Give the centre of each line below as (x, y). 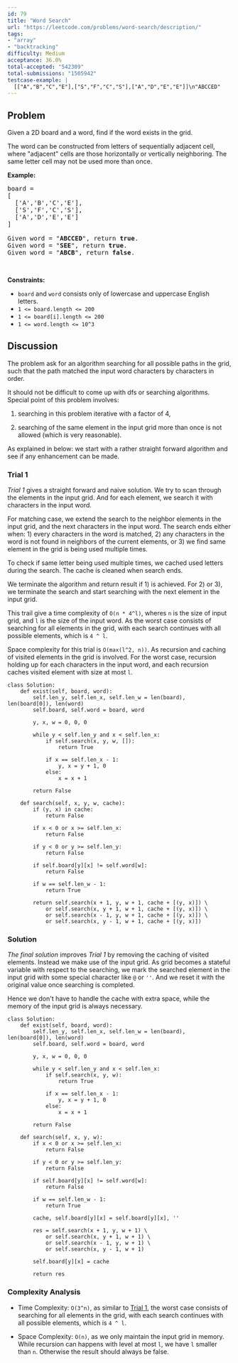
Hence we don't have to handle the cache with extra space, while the (109, 998)
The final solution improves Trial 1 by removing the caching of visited (108, 955)
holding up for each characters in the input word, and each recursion (108, 664)
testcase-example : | (38, 80)
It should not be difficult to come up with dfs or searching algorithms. (109, 392)
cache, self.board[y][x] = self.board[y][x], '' (106, 1218)
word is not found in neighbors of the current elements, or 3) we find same (117, 542)
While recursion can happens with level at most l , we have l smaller (118, 1344)
